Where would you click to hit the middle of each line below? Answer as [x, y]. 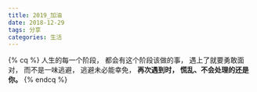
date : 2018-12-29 [36, 23]
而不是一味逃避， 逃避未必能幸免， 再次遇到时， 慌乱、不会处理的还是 [136, 70]
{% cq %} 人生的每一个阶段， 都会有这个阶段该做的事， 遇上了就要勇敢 [123, 60]
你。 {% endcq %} [38, 80]
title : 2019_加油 [35, 15]
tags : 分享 [25, 30]
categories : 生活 [35, 37]
